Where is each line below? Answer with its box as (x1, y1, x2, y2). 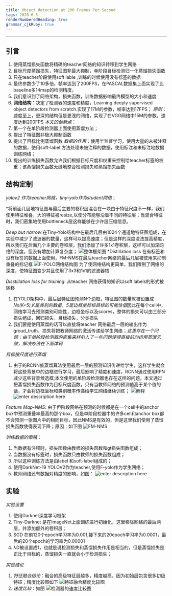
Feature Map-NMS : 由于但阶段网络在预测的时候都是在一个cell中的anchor (6, 404, 159, 410)
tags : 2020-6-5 (6, 12, 38, 17)
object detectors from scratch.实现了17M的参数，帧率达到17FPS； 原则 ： (13, 106, 167, 113)
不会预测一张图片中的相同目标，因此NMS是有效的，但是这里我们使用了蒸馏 (6, 416, 164, 423)
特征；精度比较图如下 (13, 579, 58, 585)
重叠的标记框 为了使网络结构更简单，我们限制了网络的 (6, 261, 164, 267)
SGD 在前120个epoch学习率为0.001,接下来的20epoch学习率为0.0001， (13, 532, 162, 538)
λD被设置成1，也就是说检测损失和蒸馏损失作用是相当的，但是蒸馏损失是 (13, 544, 165, 550)
